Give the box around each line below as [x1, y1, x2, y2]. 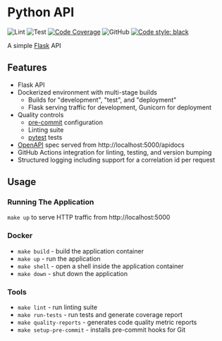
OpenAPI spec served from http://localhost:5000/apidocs [17, 140, 185, 149]
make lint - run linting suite [17, 303, 97, 311]
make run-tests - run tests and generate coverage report [17, 311, 183, 319]
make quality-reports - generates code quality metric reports [17, 318, 197, 327]
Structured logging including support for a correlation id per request [17, 155, 216, 164]
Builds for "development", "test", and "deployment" [27, 95, 177, 104]
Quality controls [17, 110, 64, 119]
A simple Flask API [7, 41, 61, 49]
